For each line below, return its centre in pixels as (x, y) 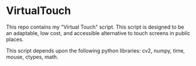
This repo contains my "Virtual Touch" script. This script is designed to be (95, 27)
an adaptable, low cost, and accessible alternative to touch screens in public (98, 33)
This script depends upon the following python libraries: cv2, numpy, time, (96, 50)
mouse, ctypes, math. (32, 57)
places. (15, 39)
